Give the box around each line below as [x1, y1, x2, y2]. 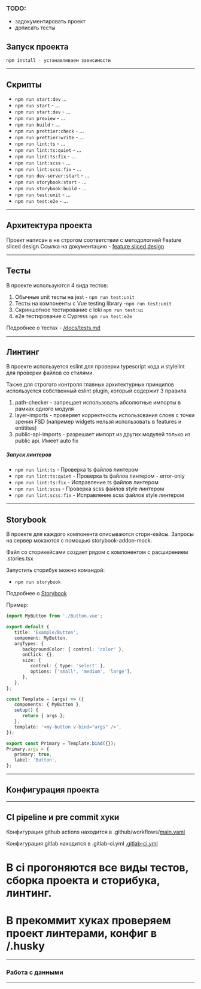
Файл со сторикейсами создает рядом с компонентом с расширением [6, 549, 188, 556]
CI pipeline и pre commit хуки [6, 812, 120, 823]
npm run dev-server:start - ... [14, 172, 90, 179]
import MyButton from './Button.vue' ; [6, 613, 103, 619]
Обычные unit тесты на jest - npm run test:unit [14, 293, 135, 301]
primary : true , [14, 751, 52, 757]
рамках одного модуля [14, 405, 74, 412]
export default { [6, 624, 50, 630]
